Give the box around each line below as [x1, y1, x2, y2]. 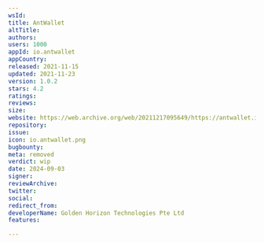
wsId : [8, 11, 26, 20]
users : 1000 [8, 41, 47, 49]
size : [8, 107, 26, 115]
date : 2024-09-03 [8, 165, 65, 173]
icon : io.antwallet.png [8, 135, 86, 144]
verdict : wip [8, 158, 51, 166]
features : [8, 216, 41, 224]
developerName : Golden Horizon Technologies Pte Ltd [8, 209, 185, 217]
